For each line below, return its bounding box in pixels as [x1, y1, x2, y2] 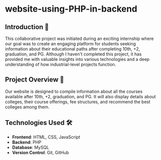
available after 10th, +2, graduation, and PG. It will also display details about [5, 93, 156, 99]
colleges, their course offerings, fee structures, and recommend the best [5, 99, 150, 105]
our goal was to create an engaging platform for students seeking [5, 41, 136, 47]
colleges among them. [5, 104, 50, 110]
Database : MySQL [12, 144, 49, 150]
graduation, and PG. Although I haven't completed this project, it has [5, 51, 142, 57]
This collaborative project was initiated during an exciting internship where [5, 36, 154, 41]
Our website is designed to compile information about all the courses [5, 89, 143, 94]
